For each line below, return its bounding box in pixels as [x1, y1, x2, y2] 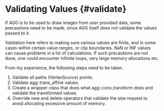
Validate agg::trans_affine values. [12, 80, 79, 85]
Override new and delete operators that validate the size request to [12, 95, 148, 101]
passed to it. [5, 30, 30, 36]
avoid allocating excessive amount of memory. [12, 100, 106, 106]
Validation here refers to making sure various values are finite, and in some [5, 39, 156, 45]
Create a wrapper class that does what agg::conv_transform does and [12, 84, 153, 90]
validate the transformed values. [12, 90, 78, 96]
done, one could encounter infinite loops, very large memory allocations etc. [5, 55, 159, 61]
